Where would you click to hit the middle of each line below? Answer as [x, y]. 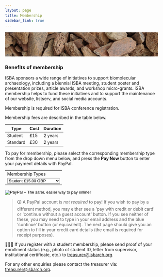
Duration [52, 128]
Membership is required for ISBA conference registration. [62, 108]
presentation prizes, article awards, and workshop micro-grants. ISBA [75, 88]
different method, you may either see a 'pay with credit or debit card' [86, 209]
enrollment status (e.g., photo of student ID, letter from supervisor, [71, 250]
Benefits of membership [34, 67]
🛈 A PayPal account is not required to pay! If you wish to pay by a [83, 202]
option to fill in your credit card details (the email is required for [80, 230]
